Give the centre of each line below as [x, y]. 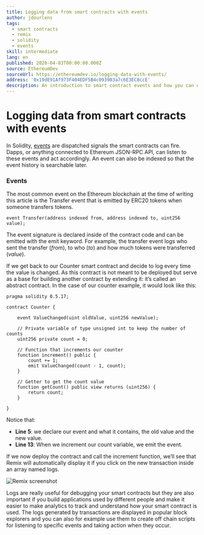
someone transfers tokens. [40, 207]
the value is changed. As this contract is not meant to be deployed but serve [102, 272]
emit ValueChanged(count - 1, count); [77, 366]
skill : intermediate [32, 52]
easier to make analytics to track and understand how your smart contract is [102, 506]
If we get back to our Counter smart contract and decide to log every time [99, 266]
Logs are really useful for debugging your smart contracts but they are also [100, 493]
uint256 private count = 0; [53, 339]
